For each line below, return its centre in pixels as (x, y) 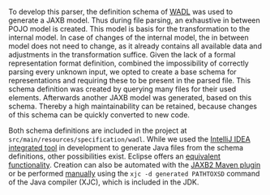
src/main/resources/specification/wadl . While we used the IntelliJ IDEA (130, 139)
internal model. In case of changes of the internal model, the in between (129, 37)
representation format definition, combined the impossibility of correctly (129, 63)
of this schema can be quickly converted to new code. (99, 115)
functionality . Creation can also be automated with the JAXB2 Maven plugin (135, 165)
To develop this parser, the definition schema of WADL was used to (121, 12)
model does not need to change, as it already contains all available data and (135, 46)
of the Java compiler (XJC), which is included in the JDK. (104, 182)
